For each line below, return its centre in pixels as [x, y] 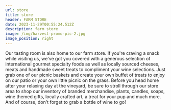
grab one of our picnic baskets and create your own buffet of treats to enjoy [85, 75]
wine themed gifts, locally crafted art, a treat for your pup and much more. [83, 96]
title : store [19, 15]
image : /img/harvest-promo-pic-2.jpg [45, 34]
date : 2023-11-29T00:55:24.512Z [40, 24]
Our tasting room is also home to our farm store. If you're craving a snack [82, 53]
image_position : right [29, 39]
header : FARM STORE [26, 19]
